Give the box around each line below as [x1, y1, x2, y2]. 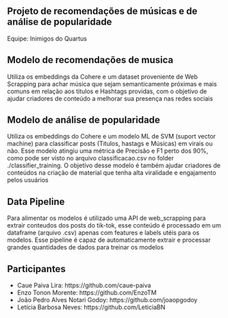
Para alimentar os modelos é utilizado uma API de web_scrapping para [7, 214, 206, 222]
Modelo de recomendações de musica [7, 54, 174, 66]
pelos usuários [7, 176, 49, 184]
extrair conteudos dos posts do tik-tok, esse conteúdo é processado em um [7, 221, 221, 230]
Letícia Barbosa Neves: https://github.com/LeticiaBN [16, 303, 166, 311]
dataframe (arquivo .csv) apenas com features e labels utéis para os [7, 229, 200, 237]
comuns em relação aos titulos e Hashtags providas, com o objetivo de [7, 87, 207, 95]
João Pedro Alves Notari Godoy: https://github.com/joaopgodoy [16, 296, 198, 304]
